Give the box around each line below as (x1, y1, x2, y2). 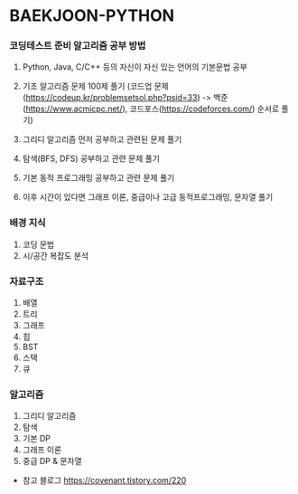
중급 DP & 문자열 (22, 456, 83, 467)
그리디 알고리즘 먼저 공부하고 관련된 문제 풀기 (22, 134, 182, 145)
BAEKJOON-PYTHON (9, 5, 174, 26)
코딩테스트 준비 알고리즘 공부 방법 (9, 40, 146, 52)
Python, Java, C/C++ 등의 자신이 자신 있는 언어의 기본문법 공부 (22, 62, 248, 72)
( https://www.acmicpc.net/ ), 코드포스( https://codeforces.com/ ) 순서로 (22, 103, 280, 114)
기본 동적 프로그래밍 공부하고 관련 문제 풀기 (22, 173, 175, 184)
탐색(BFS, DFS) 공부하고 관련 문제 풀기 (22, 153, 161, 164)
